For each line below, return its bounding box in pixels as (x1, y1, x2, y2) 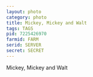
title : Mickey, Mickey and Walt (6, 20, 87, 26)
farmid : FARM (6, 36, 39, 42)
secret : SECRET (6, 48, 44, 54)
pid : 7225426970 (6, 31, 47, 37)
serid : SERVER (6, 42, 42, 48)
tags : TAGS (6, 25, 34, 32)
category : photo (6, 14, 47, 20)
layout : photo (6, 8, 42, 15)
